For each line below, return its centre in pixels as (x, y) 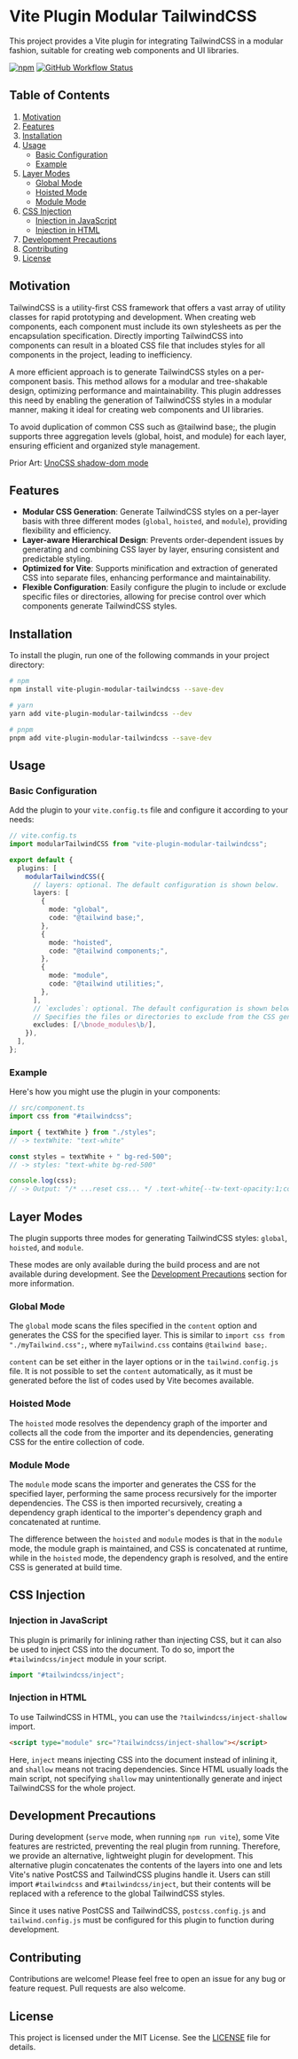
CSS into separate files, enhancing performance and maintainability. (146, 578)
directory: (27, 665)
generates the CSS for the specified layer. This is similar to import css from (147, 1335)
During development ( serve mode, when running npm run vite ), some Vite (145, 1837)
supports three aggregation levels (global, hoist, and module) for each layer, (148, 436)
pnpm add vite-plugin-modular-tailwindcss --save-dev (111, 738)
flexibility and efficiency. (67, 530)
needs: (22, 820)
